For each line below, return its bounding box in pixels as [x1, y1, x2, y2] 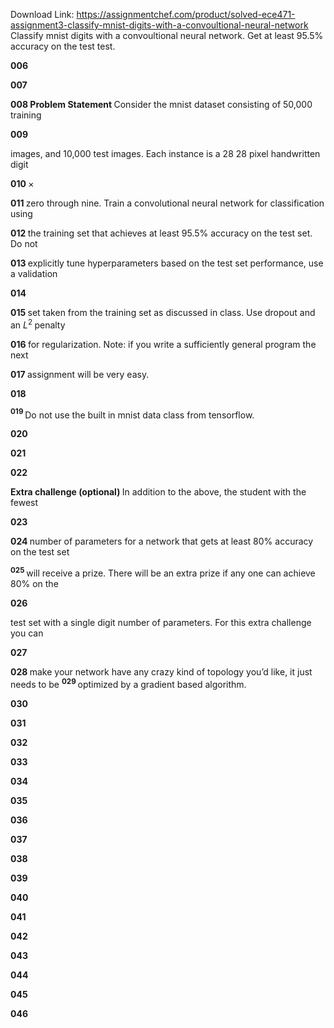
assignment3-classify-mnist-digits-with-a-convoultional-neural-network [10, 19, 309, 31]
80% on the [10, 577, 59, 589]
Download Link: [10, 9, 75, 20]
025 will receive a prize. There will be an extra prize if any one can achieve [10, 565, 316, 579]
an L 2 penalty [10, 317, 66, 331]
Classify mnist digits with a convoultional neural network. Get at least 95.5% [10, 30, 324, 41]
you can [10, 627, 44, 639]
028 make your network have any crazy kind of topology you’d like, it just [10, 665, 313, 678]
